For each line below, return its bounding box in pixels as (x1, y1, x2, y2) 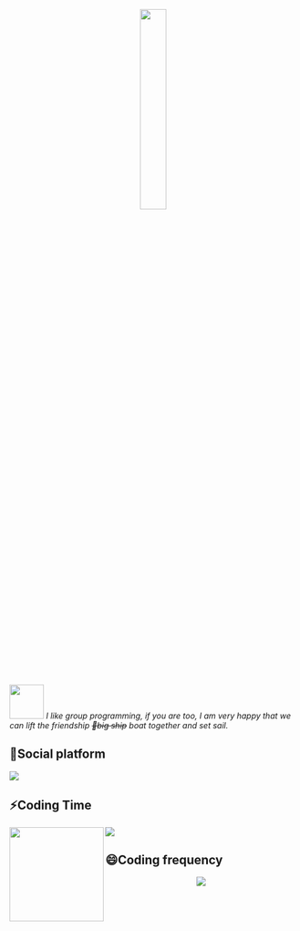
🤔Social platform (9, 747, 107, 762)
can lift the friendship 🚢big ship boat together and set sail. (9, 720, 229, 730)
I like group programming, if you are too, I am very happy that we (45, 710, 292, 721)
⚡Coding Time (9, 798, 92, 813)
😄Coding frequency (105, 853, 223, 868)
